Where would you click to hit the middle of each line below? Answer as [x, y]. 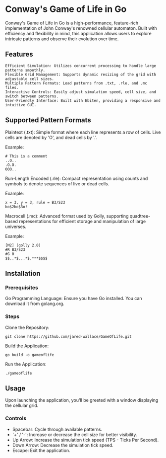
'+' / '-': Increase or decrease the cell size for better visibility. [75, 434]
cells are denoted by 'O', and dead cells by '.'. [51, 137]
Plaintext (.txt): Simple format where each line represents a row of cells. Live [83, 132]
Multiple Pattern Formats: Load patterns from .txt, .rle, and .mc [76, 83]
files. [12, 87]
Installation [23, 273]
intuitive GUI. [21, 105]
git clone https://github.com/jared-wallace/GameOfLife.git [69, 336]
